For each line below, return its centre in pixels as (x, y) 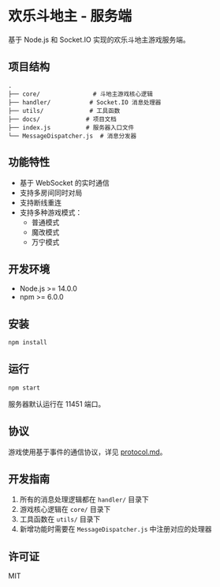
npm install (28, 343)
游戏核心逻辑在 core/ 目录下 (65, 510)
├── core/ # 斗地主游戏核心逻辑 (81, 94)
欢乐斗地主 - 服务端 (70, 16)
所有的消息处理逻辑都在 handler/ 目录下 (84, 499)
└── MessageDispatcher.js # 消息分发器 (72, 136)
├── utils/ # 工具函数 (64, 111)
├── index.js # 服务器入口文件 (71, 127)
